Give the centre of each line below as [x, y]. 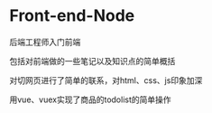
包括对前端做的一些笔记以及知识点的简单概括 [92, 61]
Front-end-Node [72, 16]
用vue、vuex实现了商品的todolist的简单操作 [90, 99]
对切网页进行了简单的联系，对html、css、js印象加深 [106, 80]
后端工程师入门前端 [45, 42]
